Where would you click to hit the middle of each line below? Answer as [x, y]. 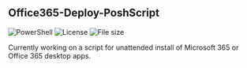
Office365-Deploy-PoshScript [84, 13]
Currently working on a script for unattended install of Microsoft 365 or [123, 47]
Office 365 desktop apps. [50, 55]
